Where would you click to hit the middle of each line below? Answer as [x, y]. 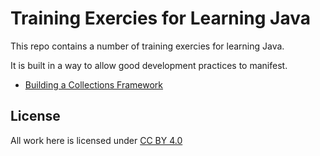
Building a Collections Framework [94, 84]
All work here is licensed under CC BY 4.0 [96, 140]
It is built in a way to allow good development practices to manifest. [149, 65]
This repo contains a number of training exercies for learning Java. [147, 46]
